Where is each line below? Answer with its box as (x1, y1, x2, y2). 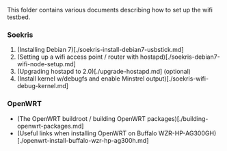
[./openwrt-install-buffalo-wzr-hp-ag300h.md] (16, 136, 149, 144)
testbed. (7, 13, 31, 21)
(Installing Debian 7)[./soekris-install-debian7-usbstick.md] (16, 46, 184, 54)
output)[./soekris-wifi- (146, 74, 209, 83)
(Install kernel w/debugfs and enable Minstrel (16, 74, 145, 83)
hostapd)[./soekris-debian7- (139, 53, 220, 61)
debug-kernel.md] (16, 82, 69, 90)
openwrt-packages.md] (16, 122, 84, 130)
